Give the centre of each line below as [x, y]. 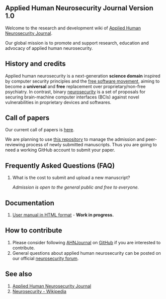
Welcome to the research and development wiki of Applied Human [73, 28]
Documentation [30, 203]
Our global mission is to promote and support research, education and [77, 43]
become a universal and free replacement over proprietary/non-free [75, 86]
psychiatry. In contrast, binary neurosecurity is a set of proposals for [75, 92]
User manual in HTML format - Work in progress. [63, 215]
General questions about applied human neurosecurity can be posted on [87, 253]
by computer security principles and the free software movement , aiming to [83, 81]
